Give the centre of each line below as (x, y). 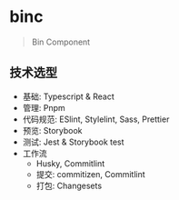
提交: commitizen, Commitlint (90, 174)
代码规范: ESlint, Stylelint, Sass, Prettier (96, 119)
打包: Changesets (69, 185)
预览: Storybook (53, 130)
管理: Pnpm (44, 107)
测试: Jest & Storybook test (73, 142)
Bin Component (61, 42)
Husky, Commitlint (70, 163)
